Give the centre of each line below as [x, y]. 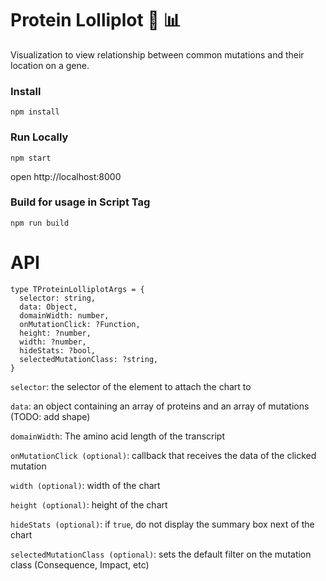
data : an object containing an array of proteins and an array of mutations [160, 406]
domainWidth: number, [64, 315]
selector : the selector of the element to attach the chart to [131, 386]
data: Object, [48, 307]
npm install [35, 112]
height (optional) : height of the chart [89, 504]
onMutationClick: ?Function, [80, 324]
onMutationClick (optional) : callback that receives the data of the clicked [163, 455]
